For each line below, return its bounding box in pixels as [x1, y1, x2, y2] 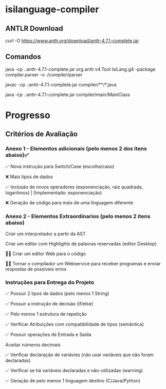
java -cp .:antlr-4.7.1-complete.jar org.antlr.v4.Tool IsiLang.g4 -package [5, 66, 156, 72]
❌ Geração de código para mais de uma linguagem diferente [5, 199, 134, 206]
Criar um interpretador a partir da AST [5, 230, 86, 237]
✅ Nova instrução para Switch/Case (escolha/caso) [5, 163, 115, 169]
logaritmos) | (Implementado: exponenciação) [5, 189, 102, 196]
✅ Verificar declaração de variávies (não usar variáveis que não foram [5, 352, 154, 358]
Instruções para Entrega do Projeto [5, 279, 94, 286]
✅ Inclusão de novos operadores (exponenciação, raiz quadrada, [5, 184, 143, 190]
